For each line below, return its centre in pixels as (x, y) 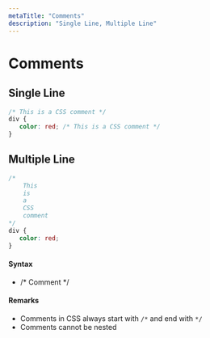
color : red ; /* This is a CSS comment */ (90, 127)
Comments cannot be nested (68, 327)
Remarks (24, 301)
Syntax (21, 264)
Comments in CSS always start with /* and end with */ (111, 318)
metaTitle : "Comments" (46, 16)
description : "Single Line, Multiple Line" (83, 23)
